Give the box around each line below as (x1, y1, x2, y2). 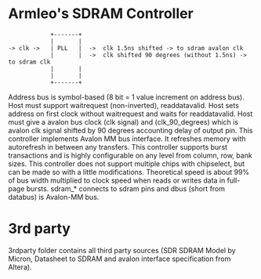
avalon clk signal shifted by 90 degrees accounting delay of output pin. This (8, 125, 253, 135)
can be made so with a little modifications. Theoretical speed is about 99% (8, 167, 250, 176)
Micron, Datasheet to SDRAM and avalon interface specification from (8, 254, 231, 263)
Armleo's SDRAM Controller (8, 5, 194, 23)
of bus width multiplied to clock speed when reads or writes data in (8, 176, 226, 185)
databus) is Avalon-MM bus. (8, 192, 100, 201)
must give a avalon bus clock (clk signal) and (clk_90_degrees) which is (8, 117, 239, 126)
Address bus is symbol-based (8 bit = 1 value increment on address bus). (8, 92, 245, 102)
